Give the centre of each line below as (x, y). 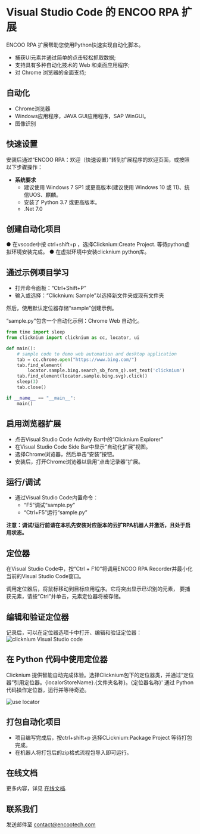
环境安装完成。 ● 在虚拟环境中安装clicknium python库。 (80, 252)
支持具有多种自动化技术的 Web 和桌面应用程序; (72, 65)
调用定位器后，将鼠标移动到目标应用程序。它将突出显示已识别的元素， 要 (96, 589)
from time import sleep (36, 332)
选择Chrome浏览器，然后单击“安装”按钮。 (66, 454)
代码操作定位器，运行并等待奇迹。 (48, 690)
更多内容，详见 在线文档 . (36, 789)
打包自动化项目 (34, 722)
